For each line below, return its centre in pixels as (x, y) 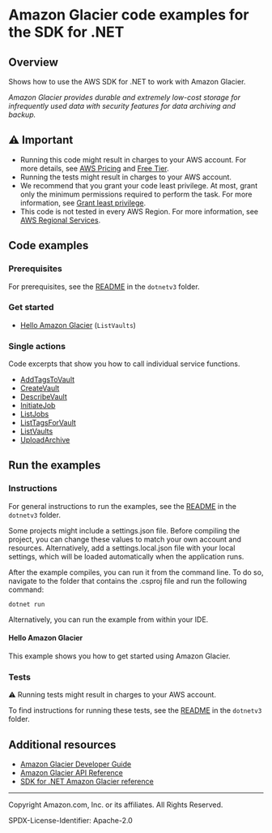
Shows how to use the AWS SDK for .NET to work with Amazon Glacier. (127, 82)
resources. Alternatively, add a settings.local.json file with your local (122, 548)
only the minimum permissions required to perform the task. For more (136, 194)
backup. (22, 114)
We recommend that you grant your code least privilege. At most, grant (138, 185)
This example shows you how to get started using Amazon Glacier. (119, 656)
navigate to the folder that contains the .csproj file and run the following (127, 581)
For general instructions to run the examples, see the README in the (123, 506)
